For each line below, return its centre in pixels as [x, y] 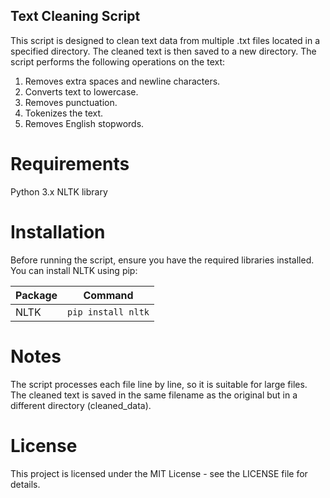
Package [36, 295]
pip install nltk [108, 312]
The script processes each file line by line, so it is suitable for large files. [159, 384]
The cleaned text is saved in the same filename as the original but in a [154, 395]
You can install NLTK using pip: [74, 270]
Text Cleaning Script [75, 16]
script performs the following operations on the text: [118, 61]
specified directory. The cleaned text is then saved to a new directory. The [163, 51]
